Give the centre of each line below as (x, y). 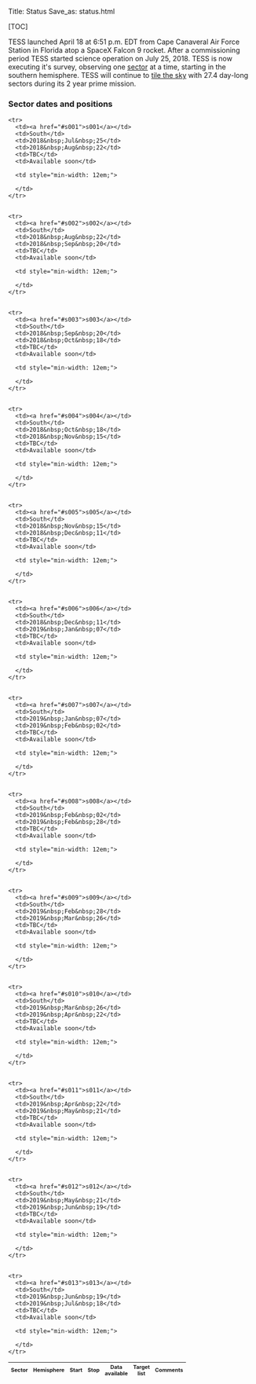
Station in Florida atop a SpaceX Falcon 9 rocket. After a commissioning (124, 50)
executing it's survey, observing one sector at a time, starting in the (117, 67)
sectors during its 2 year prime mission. (72, 83)
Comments (169, 1371)
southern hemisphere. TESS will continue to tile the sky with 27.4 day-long (128, 75)
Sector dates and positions (60, 104)
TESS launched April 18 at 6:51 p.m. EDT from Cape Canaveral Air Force (124, 42)
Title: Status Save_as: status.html (62, 11)
